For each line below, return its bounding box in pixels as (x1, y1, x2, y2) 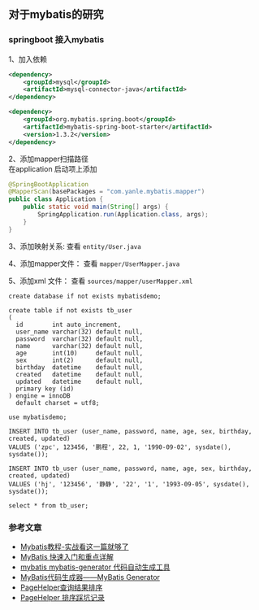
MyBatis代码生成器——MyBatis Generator (19, 572, 161, 582)
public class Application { (8, 195, 104, 203)
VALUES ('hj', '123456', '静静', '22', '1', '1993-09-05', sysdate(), (8, 480, 250, 488)
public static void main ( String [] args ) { (23, 203, 169, 211)
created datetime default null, (15, 370, 144, 378)
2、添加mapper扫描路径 (8, 154, 89, 163)
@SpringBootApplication (8, 180, 89, 189)
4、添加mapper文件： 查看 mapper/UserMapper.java (8, 259, 180, 268)
